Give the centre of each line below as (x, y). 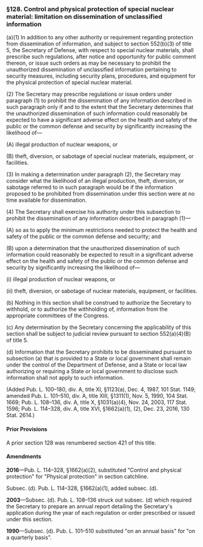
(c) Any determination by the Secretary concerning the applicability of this (99, 327)
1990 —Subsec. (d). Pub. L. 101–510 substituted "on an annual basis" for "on (101, 531)
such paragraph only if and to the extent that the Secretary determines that (100, 107)
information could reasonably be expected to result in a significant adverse (100, 255)
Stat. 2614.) (21, 415)
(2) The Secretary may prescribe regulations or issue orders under (89, 94)
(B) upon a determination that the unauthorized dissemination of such (93, 248)
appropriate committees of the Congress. (58, 316)
